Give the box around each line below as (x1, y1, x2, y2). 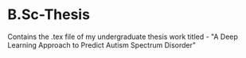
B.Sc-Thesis (7, 6, 91, 24)
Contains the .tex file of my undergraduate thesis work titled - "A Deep (7, 32, 238, 41)
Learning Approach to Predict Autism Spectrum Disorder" (7, 40, 197, 49)
